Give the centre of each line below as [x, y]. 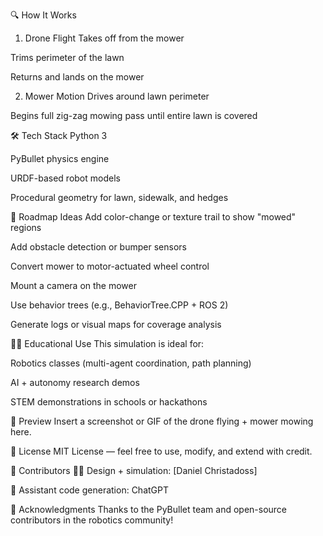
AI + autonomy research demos [75, 382]
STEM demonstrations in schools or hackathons [109, 402]
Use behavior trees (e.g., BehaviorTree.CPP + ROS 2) [119, 305]
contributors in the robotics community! [92, 520]
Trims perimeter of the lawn [67, 57]
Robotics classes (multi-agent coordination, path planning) [131, 363]
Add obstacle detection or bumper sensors [98, 247]
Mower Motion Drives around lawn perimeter [117, 96]
